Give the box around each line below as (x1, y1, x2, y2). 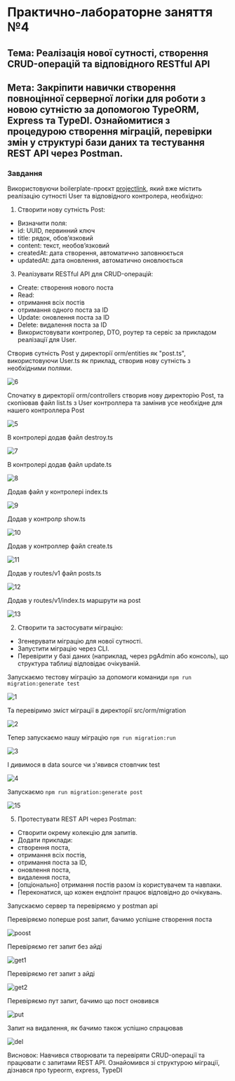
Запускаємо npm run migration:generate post (7, 788, 143, 796)
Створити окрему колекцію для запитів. (17, 829, 138, 837)
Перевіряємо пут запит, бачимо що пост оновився (7, 997, 159, 1005)
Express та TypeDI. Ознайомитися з (7, 114, 170, 126)
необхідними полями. (7, 364, 72, 372)
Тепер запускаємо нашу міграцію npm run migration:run (7, 733, 177, 742)
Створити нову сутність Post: (17, 205, 106, 214)
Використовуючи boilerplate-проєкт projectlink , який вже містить (7, 184, 202, 193)
